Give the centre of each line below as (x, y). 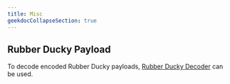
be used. (20, 74)
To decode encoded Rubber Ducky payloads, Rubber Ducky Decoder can (115, 67)
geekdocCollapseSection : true (52, 21)
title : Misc (25, 14)
